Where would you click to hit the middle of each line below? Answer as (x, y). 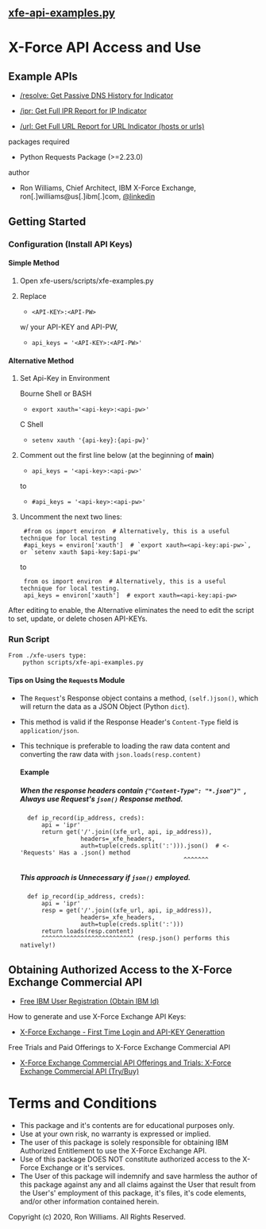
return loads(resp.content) (87, 932)
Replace (33, 296)
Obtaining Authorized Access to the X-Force (120, 969)
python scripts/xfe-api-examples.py (83, 663)
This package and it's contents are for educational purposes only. (127, 1125)
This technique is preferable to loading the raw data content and (125, 746)
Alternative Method (41, 360)
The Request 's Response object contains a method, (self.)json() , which (139, 698)
